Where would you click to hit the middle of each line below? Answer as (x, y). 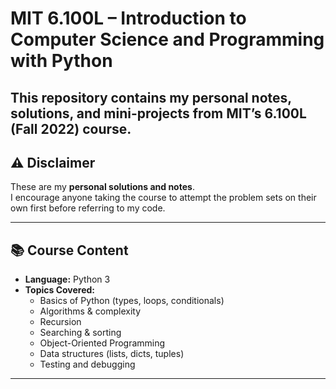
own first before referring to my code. (88, 208)
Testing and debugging (87, 364)
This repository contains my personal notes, (151, 97)
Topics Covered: (60, 290)
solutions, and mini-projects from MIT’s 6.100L (158, 113)
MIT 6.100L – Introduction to (128, 18)
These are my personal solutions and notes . (102, 187)
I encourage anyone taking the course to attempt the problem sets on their (163, 198)
